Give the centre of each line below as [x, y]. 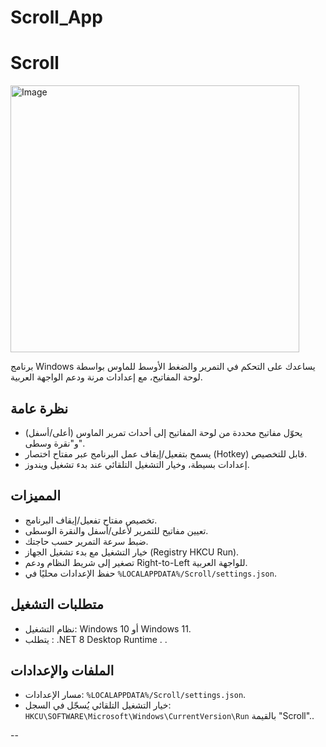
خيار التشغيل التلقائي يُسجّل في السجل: [98, 705]
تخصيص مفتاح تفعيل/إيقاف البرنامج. [91, 520]
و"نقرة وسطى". [54, 443]
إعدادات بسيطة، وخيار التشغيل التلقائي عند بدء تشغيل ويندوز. [137, 464]
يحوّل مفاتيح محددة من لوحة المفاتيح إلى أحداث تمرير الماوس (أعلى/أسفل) [163, 432]
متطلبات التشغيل [57, 604]
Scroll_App [56, 17]
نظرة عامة [39, 408]
